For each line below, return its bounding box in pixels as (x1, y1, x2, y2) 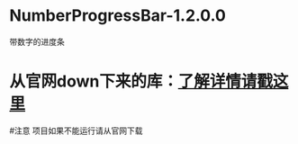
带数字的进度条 (9, 36, 65, 47)
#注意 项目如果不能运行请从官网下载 (9, 125, 143, 136)
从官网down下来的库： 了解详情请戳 (9, 71, 273, 92)
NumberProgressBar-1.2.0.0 (9, 5, 227, 26)
